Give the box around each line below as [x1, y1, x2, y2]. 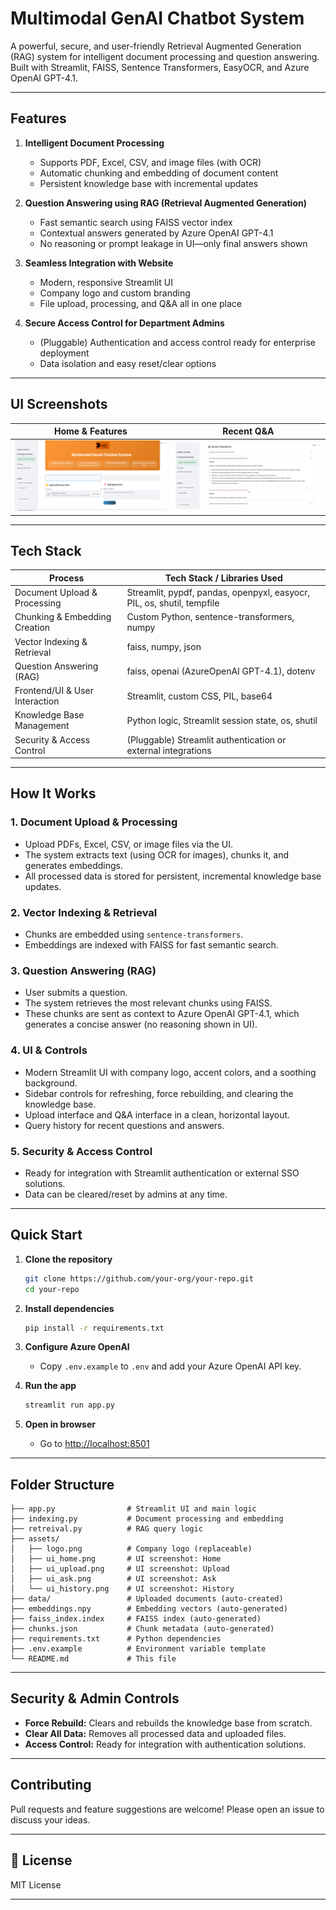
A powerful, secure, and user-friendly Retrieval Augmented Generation [10, 40, 302, 52]
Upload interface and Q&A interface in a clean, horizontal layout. [24, 1108, 291, 1121]
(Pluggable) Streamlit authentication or [126, 733, 287, 746]
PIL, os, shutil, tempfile [126, 597, 220, 609]
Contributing [10, 1777, 92, 1794]
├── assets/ [10, 1534, 60, 1544]
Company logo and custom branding [39, 287, 191, 299]
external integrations [126, 744, 212, 756]
